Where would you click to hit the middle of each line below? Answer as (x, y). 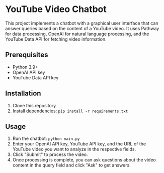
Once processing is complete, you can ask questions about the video (84, 160)
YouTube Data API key (35, 77)
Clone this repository (34, 105)
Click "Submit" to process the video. (50, 154)
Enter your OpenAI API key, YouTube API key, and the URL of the (79, 144)
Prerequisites (27, 55)
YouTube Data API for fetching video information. (56, 39)
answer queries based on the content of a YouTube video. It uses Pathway (82, 28)
